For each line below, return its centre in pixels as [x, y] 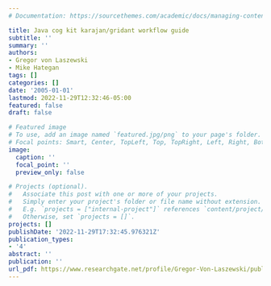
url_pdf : [23, 269]
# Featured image [38, 127]
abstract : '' [30, 255]
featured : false [35, 106]
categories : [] [34, 83]
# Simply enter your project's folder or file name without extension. [135, 202]
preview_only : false [50, 172]
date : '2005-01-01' [41, 90]
